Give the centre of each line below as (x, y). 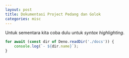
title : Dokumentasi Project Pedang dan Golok (53, 14)
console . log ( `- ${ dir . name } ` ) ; (46, 46)
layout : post (19, 10)
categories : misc (23, 19)
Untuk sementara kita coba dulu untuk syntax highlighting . (65, 33)
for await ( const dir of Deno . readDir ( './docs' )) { (60, 42)
